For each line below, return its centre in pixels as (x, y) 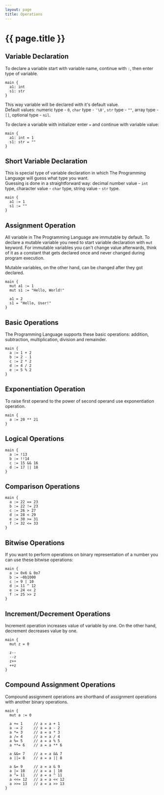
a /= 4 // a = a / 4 (35, 736)
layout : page (18, 10)
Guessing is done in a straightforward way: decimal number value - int (77, 183)
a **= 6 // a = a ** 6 (36, 745)
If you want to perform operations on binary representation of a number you (82, 555)
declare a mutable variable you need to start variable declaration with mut (79, 243)
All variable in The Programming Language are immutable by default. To (78, 237)
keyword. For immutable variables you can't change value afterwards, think (81, 248)
